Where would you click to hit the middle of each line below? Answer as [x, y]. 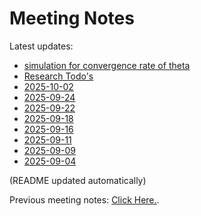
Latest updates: [41, 46]
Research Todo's [58, 76]
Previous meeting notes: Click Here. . [84, 199]
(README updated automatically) [78, 180]
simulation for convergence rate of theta [107, 65]
